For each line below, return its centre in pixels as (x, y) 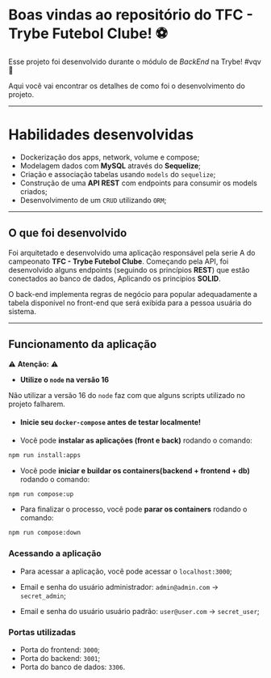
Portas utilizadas (42, 632)
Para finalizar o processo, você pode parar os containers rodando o (133, 509)
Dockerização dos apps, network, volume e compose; (110, 157)
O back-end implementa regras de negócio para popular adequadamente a (133, 294)
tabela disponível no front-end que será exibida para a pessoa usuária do (130, 303)
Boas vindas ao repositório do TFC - (131, 15)
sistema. (22, 311)
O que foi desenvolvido (68, 233)
